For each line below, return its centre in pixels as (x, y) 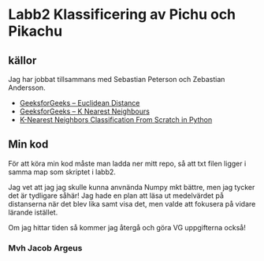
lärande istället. (33, 212)
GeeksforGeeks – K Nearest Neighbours (84, 111)
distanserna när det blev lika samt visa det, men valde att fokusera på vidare (132, 203)
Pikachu (35, 31)
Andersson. (27, 88)
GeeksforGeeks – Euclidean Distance (80, 103)
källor (22, 60)
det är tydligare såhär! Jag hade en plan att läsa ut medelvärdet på (116, 196)
